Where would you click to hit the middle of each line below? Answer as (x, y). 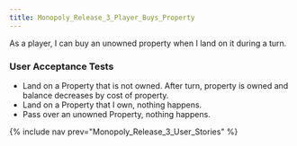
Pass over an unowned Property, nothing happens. (117, 114)
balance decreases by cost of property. (95, 95)
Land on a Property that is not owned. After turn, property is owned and (155, 85)
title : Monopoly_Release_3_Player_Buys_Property (102, 17)
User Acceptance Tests (62, 66)
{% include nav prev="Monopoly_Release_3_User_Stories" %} (124, 132)
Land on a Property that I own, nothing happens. (112, 105)
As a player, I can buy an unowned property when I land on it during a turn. (148, 43)
